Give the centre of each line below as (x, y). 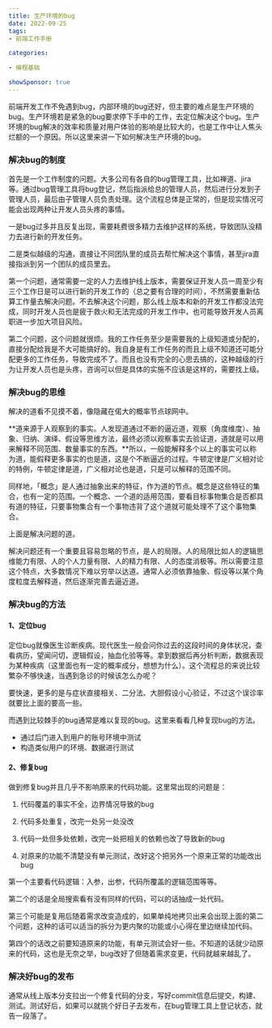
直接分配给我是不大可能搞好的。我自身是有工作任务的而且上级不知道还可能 (132, 349)
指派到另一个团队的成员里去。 (65, 264)
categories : (28, 53)
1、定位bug (28, 625)
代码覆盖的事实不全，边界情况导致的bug (87, 804)
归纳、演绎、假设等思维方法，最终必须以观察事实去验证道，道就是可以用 (143, 439)
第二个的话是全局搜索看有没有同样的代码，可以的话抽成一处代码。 (118, 898)
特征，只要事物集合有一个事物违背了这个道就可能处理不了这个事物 (139, 506)
